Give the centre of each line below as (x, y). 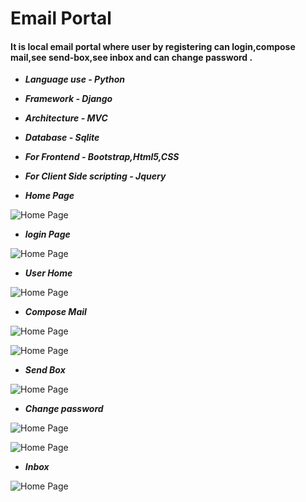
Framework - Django (68, 99)
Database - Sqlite (62, 138)
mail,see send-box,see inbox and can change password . (131, 57)
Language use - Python (75, 79)
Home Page (49, 196)
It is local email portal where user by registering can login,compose (153, 46)
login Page (47, 234)
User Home (48, 273)
